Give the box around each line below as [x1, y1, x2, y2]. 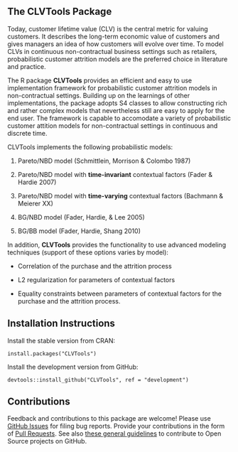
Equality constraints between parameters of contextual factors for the [17, 289, 222, 298]
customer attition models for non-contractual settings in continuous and [7, 121, 218, 130]
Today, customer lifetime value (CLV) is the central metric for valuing [7, 24, 208, 33]
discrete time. [7, 129, 48, 137]
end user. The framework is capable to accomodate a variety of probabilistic [7, 114, 232, 122]
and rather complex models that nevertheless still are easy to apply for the [7, 106, 225, 114]
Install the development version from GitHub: [7, 362, 139, 371]
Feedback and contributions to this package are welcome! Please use [7, 414, 211, 423]
